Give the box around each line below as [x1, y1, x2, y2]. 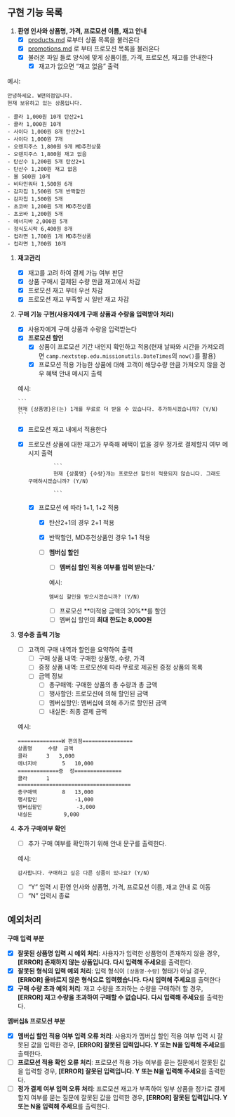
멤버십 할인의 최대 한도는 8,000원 [59, 615, 152, 624]
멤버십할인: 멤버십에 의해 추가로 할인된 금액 [48, 698, 167, 707]
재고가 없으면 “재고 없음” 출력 [38, 62, 119, 70]
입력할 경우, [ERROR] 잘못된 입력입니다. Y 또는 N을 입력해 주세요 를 [25, 1066, 207, 1075]
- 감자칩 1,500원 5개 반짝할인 [7, 189, 86, 196]
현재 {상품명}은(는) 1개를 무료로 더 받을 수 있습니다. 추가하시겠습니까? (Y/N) [17, 405, 219, 413]
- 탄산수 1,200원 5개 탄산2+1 [7, 158, 86, 165]
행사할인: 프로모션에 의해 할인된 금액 [48, 689, 149, 698]
